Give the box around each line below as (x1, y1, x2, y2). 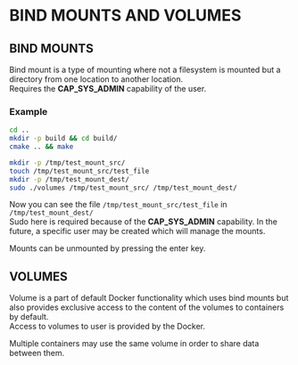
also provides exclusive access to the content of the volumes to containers (9, 302, 285, 312)
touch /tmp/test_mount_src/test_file (9, 166, 150, 175)
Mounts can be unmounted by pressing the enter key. (9, 243, 206, 254)
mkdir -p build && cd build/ (9, 134, 118, 143)
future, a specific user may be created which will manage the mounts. (9, 226, 266, 237)
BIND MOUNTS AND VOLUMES (9, 5, 242, 26)
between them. (9, 348, 65, 359)
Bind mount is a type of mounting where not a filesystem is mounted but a (9, 64, 281, 75)
